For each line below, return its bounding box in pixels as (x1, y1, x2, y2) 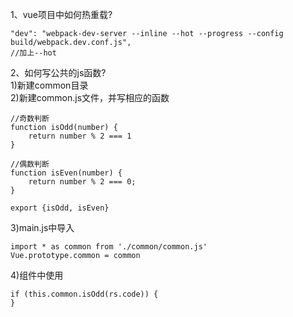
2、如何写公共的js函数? (10, 67, 107, 78)
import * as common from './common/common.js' (10, 242, 208, 252)
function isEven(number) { (10, 168, 123, 178)
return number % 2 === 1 (28, 131, 132, 141)
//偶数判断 (10, 159, 50, 169)
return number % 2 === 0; (28, 177, 137, 187)
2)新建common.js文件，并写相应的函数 (10, 92, 170, 103)
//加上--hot (10, 48, 57, 58)
